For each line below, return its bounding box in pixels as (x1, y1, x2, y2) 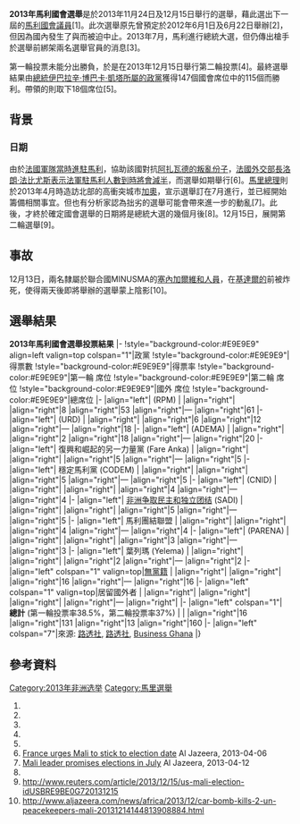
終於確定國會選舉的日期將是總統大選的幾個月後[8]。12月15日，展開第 (32, 208, 287, 218)
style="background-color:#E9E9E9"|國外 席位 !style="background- (21, 384, 270, 395)
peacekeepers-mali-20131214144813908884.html (21, 805, 204, 816)
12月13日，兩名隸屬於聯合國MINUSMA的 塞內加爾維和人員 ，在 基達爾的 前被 (9, 273, 283, 285)
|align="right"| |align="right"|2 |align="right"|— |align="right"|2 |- (9, 556, 251, 566)
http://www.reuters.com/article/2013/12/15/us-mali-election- (21, 777, 246, 787)
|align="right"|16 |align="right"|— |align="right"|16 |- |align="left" (9, 576, 249, 587)
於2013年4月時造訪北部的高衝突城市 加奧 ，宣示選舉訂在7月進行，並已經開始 (9, 185, 287, 196)
